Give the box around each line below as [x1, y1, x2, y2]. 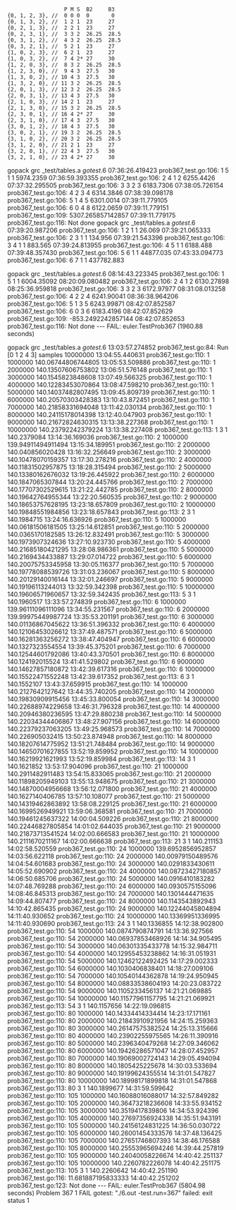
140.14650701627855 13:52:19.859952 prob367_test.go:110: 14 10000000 [7, 747, 218, 756]
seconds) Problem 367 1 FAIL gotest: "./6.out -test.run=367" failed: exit [7, 1189, 213, 1197]
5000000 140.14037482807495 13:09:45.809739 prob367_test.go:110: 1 [7, 388, 215, 397]
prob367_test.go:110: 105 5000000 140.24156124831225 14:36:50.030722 [7, 1121, 221, 1130]
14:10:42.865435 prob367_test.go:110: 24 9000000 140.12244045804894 [7, 904, 221, 913]
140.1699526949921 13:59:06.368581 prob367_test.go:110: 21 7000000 [7, 807, 213, 816]
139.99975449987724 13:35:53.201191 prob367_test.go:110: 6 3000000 [7, 613, 215, 620]
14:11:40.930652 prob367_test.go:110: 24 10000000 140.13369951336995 [7, 912, 221, 920]
